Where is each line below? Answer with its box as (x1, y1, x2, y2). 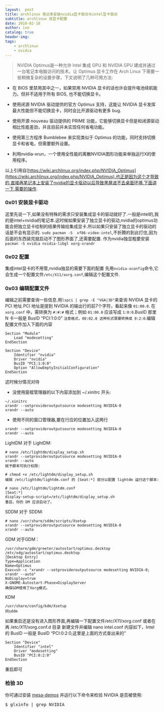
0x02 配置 (5, 253, 29, 260)
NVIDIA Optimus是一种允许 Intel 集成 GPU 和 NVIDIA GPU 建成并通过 (17, 62, 156, 68)
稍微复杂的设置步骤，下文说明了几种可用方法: (21, 74, 113, 80)
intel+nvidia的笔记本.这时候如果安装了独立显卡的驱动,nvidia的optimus (13, 217, 154, 223)
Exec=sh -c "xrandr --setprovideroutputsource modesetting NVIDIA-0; (5, 568, 150, 573)
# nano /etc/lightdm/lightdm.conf (5, 486, 76, 491)
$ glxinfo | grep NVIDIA (5, 702, 65, 707)
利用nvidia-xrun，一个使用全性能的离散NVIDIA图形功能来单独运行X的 (12, 151, 152, 157)
